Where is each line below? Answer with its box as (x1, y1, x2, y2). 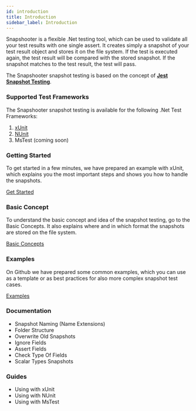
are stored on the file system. (6, 229, 77, 236)
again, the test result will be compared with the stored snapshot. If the (6, 54, 175, 62)
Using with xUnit (14, 386, 55, 393)
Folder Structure (14, 326, 55, 333)
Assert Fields (14, 345, 47, 352)
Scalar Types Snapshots (14, 357, 73, 365)
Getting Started (6, 151, 51, 159)
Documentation (6, 307, 52, 315)
